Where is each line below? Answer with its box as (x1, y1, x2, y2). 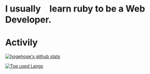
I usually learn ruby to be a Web (5, 3, 145, 14)
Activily (5, 37, 38, 48)
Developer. (5, 14, 51, 25)
